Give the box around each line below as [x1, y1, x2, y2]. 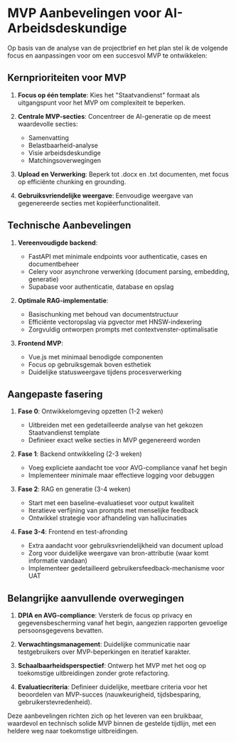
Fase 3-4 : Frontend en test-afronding [17, 528, 128, 536]
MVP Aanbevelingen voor [7, 5, 162, 21]
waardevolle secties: [17, 120, 78, 128]
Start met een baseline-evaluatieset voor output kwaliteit [28, 499, 195, 507]
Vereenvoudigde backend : [17, 238, 98, 247]
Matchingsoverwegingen [28, 156, 102, 164]
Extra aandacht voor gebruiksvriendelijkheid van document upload [28, 541, 224, 550]
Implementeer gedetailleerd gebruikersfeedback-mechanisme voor [28, 564, 225, 573]
